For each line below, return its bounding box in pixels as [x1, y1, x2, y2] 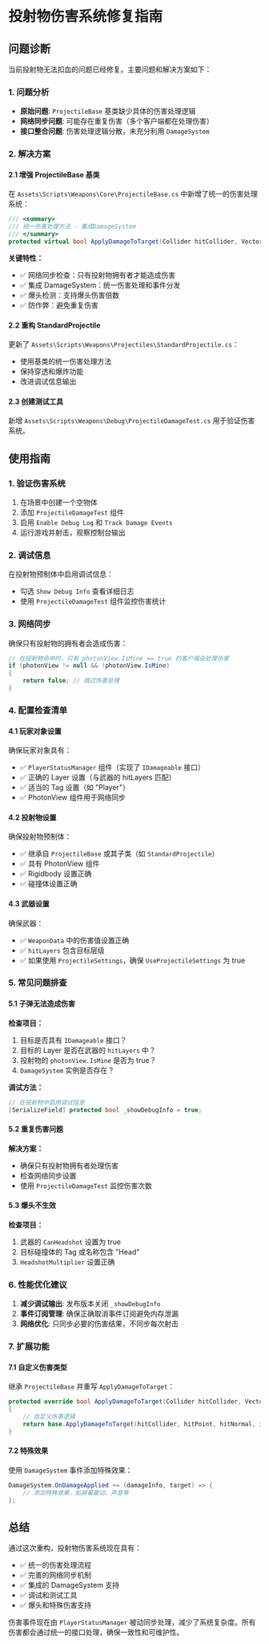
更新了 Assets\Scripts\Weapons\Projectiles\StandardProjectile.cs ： [8, 340, 239, 349]
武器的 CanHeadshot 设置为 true [19, 1237, 122, 1247]
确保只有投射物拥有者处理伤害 [19, 1161, 118, 1170]
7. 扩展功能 [8, 1341, 50, 1353]
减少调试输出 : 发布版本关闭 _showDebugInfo [19, 1299, 161, 1308]
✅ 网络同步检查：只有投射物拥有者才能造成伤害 [19, 270, 176, 279]
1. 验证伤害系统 [8, 478, 66, 489]
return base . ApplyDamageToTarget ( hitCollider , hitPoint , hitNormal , [22, 1420, 256, 1428]
